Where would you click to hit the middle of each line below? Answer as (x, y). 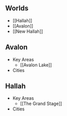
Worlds (17, 8)
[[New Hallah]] (28, 31)
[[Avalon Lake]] (36, 65)
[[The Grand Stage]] (41, 104)
